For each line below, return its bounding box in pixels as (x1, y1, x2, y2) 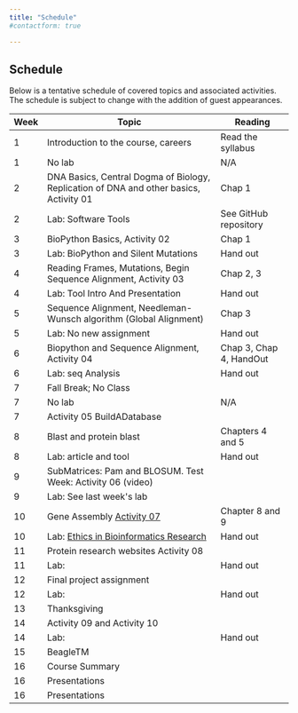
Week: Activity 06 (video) (47, 476, 153, 488)
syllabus (220, 142, 255, 154)
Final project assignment (47, 574, 150, 586)
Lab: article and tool (47, 450, 130, 463)
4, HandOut (220, 353, 269, 365)
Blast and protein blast (47, 431, 140, 443)
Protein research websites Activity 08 (47, 545, 204, 558)
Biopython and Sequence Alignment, (47, 342, 200, 354)
